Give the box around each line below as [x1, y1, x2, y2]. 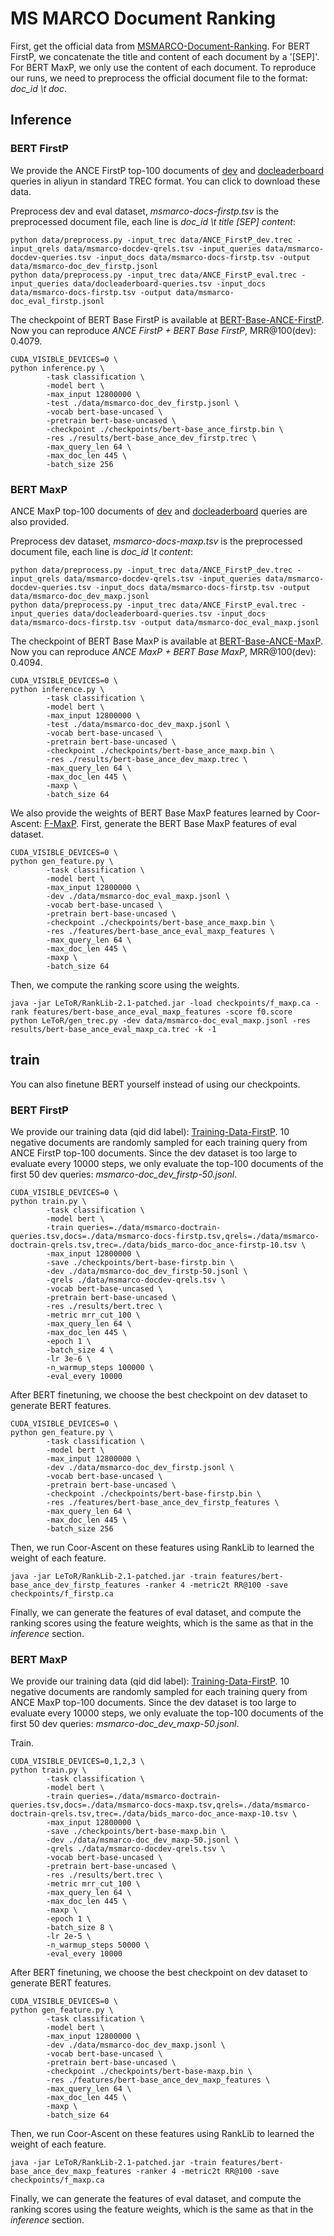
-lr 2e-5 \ [46, 1932, 92, 1942]
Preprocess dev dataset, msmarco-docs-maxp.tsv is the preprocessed [10, 535, 303, 547]
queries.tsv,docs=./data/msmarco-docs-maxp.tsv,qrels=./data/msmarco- [10, 1800, 311, 1811]
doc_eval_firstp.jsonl [10, 296, 105, 306]
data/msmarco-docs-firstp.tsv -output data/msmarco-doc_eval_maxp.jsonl [10, 617, 320, 627]
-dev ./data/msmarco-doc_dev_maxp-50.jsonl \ [46, 1835, 240, 1846]
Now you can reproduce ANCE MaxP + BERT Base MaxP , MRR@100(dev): [10, 645, 317, 657]
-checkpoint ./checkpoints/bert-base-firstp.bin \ [46, 1489, 262, 1499]
